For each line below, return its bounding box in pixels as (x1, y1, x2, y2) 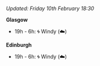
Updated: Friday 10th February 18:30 (6, 5, 94, 12)
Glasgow (6, 16, 28, 23)
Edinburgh (6, 41, 32, 48)
